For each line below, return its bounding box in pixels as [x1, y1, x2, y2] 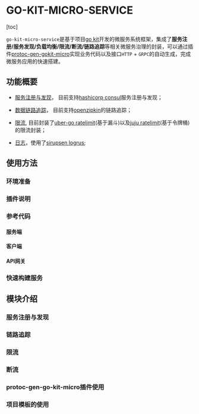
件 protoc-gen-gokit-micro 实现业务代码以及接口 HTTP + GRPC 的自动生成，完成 [6, 50, 191, 57]
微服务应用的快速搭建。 [6, 58, 64, 65]
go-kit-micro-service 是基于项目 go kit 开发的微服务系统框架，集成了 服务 [6, 35, 182, 42]
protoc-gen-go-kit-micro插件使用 [6, 383, 105, 391]
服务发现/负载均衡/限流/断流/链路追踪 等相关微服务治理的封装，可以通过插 [13, 43, 194, 50]
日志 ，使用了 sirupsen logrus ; [14, 139, 86, 146]
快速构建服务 [6, 274, 43, 282]
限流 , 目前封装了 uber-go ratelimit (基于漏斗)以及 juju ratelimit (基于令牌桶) [14, 119, 190, 126]
